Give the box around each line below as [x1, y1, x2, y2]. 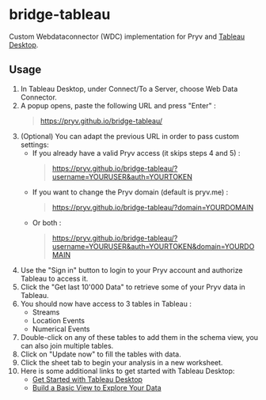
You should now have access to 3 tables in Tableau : [20, 299, 192, 308]
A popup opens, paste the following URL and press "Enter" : [20, 100, 216, 110]
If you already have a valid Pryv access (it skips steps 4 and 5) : [32, 148, 241, 157]
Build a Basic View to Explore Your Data [32, 383, 161, 392]
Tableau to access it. [20, 274, 89, 283]
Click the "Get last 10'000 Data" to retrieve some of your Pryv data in [20, 282, 245, 292]
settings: [20, 140, 50, 149]
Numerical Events [32, 324, 90, 334]
